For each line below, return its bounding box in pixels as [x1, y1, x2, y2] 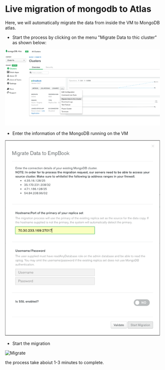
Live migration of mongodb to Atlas [5, 3, 151, 15]
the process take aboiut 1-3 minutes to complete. [5, 360, 104, 366]
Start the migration [12, 341, 51, 346]
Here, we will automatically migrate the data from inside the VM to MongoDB [5, 20, 160, 26]
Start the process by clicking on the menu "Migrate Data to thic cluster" [12, 34, 157, 40]
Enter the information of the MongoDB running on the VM [12, 130, 129, 136]
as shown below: [12, 39, 47, 45]
